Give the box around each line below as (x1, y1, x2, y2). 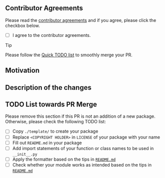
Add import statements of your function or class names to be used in (12, 145, 154, 151)
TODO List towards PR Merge (5, 100, 97, 109)
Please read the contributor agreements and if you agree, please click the (5, 17, 157, 23)
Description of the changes (5, 83, 92, 92)
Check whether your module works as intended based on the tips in (12, 162, 152, 168)
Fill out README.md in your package (12, 140, 82, 146)
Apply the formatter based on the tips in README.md (12, 156, 116, 162)
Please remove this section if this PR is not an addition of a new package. (5, 113, 156, 119)
